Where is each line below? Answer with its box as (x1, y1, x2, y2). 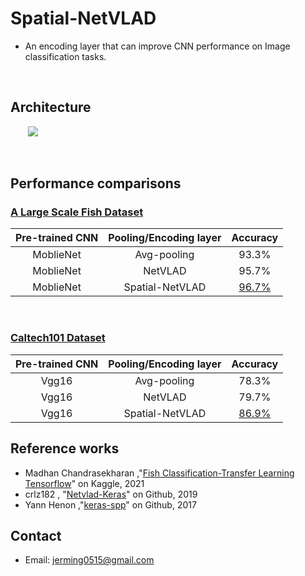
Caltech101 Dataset (10, 331, 106, 345)
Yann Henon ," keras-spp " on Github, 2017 (24, 498, 197, 511)
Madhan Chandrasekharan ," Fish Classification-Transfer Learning (24, 467, 295, 479)
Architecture (10, 99, 92, 116)
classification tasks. (24, 50, 107, 62)
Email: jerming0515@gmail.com (24, 554, 155, 566)
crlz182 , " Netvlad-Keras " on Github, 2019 (24, 488, 198, 500)
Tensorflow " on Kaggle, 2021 (24, 477, 145, 489)
